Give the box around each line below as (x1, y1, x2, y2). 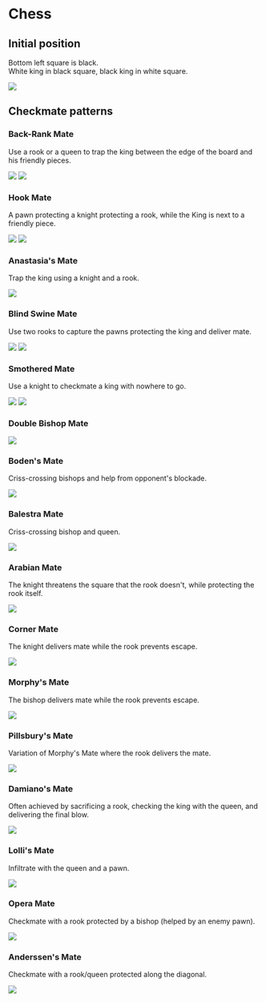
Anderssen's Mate (8, 951, 82, 962)
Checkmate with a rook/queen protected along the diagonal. (8, 970, 207, 980)
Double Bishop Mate (8, 417, 89, 429)
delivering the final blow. (8, 810, 90, 819)
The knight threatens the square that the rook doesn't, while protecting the (8, 580, 255, 590)
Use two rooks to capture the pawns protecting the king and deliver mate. (8, 326, 252, 336)
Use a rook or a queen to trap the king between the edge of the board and (8, 147, 253, 156)
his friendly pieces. (8, 155, 71, 165)
